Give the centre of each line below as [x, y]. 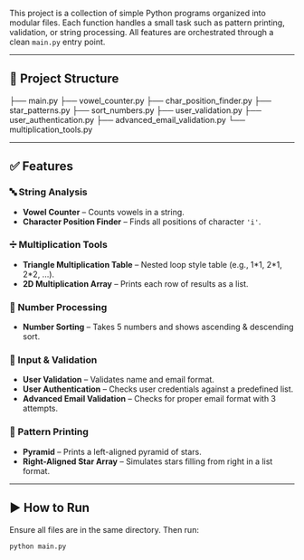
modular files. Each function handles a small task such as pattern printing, [147, 23]
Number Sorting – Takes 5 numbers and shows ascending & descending [158, 327]
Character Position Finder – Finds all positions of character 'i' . [142, 222]
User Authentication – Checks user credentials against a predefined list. [158, 389]
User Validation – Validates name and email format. [119, 380]
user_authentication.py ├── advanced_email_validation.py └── [128, 119]
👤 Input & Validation [53, 360]
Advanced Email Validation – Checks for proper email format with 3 [149, 399]
